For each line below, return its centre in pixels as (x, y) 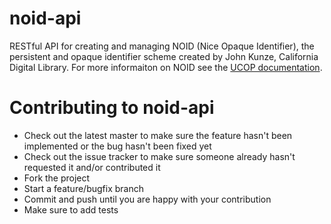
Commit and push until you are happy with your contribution (147, 199)
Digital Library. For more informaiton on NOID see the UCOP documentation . (166, 67)
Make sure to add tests (71, 209)
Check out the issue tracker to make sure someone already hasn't (159, 156)
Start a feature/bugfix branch (83, 188)
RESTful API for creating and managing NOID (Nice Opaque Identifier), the (162, 46)
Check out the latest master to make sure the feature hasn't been (158, 135)
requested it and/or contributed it (92, 167)
